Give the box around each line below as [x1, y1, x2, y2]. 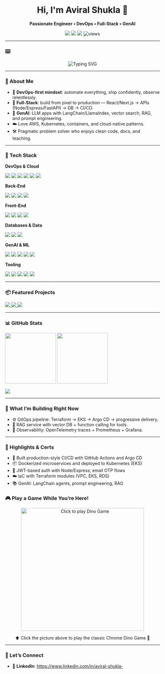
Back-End [5, 183, 26, 189]
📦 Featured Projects [5, 289, 55, 295]
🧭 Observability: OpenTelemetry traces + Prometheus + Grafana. [12, 427, 143, 433]
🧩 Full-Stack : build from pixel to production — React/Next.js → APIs [12, 99, 150, 105]
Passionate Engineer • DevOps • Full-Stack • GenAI [29, 21, 136, 27]
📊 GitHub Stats [5, 320, 43, 326]
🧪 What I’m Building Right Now [5, 405, 79, 412]
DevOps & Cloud [5, 163, 39, 169]
